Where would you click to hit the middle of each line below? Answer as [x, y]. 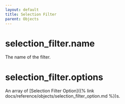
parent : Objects [22, 19]
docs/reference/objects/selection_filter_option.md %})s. [63, 96]
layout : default [22, 10]
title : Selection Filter [31, 14]
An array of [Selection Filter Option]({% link [50, 91]
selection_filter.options [54, 77]
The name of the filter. [28, 57]
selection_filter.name [50, 43]
